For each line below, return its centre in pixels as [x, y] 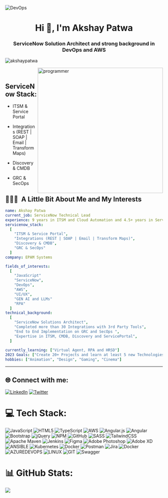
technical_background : [29, 313]
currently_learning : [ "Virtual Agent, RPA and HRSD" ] [62, 350]
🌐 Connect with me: [37, 380]
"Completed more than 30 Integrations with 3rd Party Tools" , [80, 327]
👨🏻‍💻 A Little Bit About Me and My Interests [73, 199]
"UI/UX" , [23, 294]
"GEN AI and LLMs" [33, 299]
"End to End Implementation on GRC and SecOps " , [67, 331]
